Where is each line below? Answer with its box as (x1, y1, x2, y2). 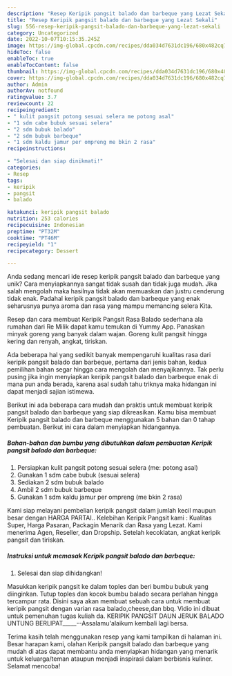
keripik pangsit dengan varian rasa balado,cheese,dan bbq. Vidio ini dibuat (7, 605, 220, 613)
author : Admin (7, 81, 48, 88)
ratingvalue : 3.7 (7, 94, 57, 101)
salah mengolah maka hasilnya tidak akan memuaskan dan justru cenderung (7, 287, 224, 295)
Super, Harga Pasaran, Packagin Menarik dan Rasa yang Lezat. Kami (7, 521, 202, 529)
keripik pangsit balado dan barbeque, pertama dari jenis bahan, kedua (7, 358, 207, 367)
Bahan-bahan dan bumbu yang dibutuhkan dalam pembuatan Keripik (7, 439, 213, 447)
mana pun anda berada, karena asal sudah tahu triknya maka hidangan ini (7, 380, 217, 388)
